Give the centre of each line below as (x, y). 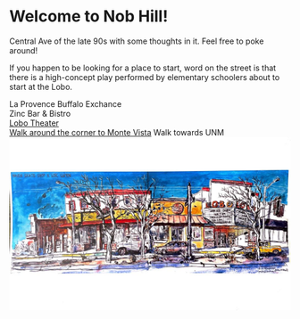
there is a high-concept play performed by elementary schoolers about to (145, 77)
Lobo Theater (34, 123)
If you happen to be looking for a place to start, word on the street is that (143, 68)
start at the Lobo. (41, 86)
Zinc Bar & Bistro (40, 113)
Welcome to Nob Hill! (89, 16)
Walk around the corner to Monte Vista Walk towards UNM (117, 132)
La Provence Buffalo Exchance (66, 103)
